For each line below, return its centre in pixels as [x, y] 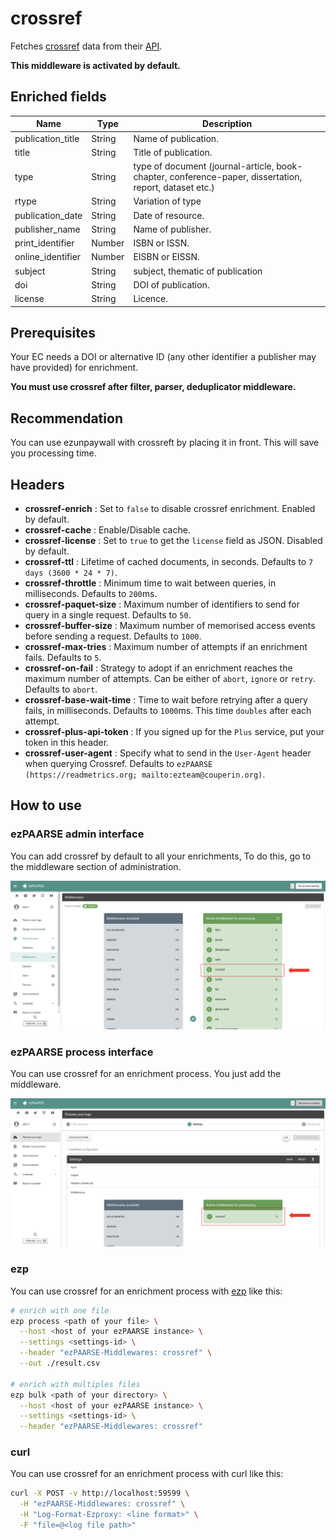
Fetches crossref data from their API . [86, 46]
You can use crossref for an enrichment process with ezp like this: [146, 1291]
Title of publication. [173, 152]
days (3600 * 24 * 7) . [71, 572]
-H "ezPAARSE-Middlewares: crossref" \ [102, 1504]
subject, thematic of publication [198, 271]
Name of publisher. [172, 229]
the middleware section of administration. [96, 866]
